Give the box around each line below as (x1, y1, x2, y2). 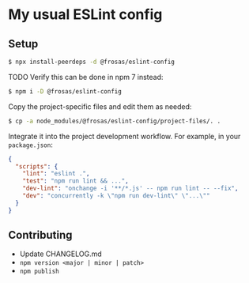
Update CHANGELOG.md (19, 249, 103, 258)
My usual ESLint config (8, 6, 163, 24)
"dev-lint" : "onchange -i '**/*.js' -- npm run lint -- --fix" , (22, 184, 239, 193)
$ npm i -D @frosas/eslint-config (8, 87, 123, 96)
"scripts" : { (15, 162, 58, 171)
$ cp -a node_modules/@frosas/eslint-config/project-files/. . (8, 117, 221, 125)
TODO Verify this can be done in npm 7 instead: (8, 72, 164, 81)
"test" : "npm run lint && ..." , (22, 177, 129, 185)
